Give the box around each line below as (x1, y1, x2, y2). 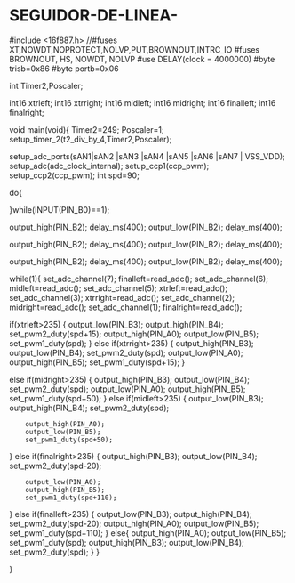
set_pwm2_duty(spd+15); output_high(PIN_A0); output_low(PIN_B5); (9, 328, 259, 339)
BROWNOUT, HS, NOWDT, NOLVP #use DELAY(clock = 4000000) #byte (9, 53, 275, 64)
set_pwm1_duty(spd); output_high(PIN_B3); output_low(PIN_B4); (9, 537, 244, 547)
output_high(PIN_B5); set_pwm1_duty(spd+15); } (9, 357, 186, 368)
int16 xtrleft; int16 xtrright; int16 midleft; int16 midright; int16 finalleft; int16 (9, 97, 276, 108)
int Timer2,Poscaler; (9, 80, 84, 91)
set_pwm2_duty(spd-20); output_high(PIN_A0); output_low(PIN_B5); (9, 518, 259, 529)
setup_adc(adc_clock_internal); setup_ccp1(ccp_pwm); (9, 160, 210, 171)
